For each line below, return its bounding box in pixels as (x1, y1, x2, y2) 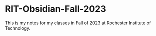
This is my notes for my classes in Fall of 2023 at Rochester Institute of (5, 20, 151, 26)
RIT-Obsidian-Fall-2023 (5, 3, 106, 15)
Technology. (5, 25, 31, 31)
